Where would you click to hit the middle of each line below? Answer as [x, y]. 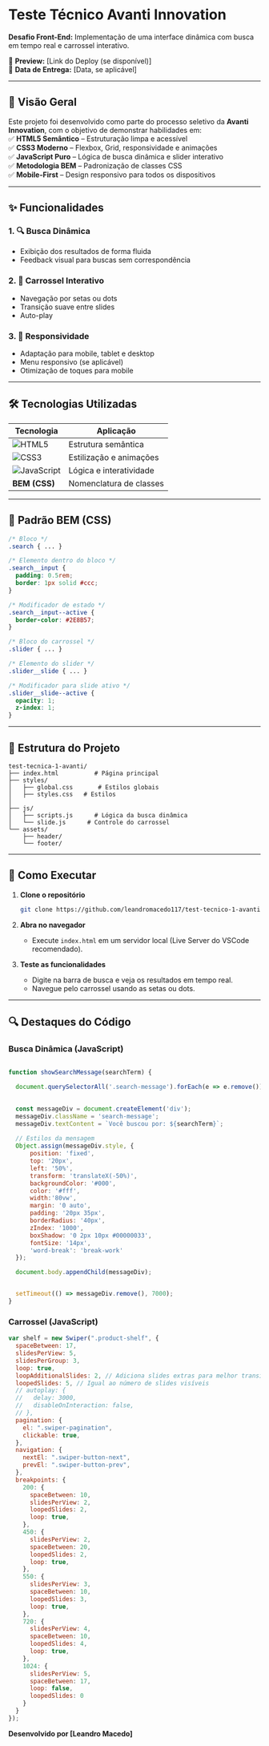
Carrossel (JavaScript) [53, 1321]
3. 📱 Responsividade [49, 336]
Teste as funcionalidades [63, 964]
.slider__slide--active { [51, 693]
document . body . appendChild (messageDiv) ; [84, 1272]
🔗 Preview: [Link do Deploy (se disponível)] [80, 61]
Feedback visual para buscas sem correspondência [105, 260]
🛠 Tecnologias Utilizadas [73, 404]
